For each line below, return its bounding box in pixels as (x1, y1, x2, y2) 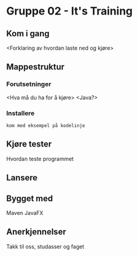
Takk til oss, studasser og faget (6, 243, 85, 250)
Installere (6, 109, 35, 117)
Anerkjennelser (6, 227, 67, 237)
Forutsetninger (6, 80, 51, 88)
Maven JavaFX (6, 209, 44, 216)
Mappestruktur (6, 62, 65, 72)
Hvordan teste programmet (6, 155, 74, 162)
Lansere (6, 172, 38, 183)
